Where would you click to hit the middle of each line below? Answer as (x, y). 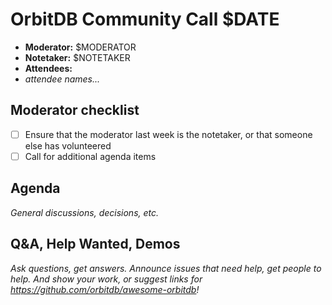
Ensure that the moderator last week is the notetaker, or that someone (168, 134)
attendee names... (62, 79)
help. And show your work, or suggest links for (106, 279)
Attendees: (48, 68)
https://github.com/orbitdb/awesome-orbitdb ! (105, 289)
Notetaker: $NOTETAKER (77, 57)
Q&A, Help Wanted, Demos (95, 244)
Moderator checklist (75, 110)
